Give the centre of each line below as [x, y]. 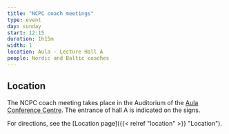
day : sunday [24, 26]
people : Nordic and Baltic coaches [58, 58]
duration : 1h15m [30, 39]
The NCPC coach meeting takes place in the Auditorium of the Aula [103, 102]
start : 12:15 [26, 33]
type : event [24, 20]
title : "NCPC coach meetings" [51, 13]
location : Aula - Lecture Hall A [55, 52]
